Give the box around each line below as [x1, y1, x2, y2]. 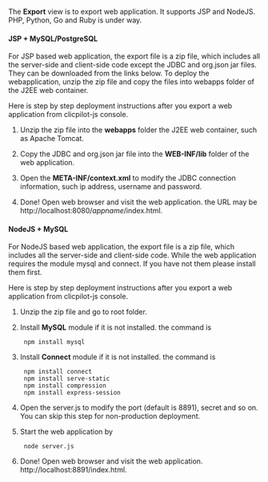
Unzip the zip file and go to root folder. [19, 307, 148, 317]
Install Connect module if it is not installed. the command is [19, 352, 216, 362]
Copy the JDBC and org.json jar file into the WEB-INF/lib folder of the [19, 149, 250, 159]
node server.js [23, 443, 74, 451]
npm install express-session [23, 389, 122, 397]
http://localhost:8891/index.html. [19, 465, 127, 475]
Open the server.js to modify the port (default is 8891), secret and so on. [19, 403, 258, 412]
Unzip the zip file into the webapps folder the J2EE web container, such [19, 125, 258, 135]
